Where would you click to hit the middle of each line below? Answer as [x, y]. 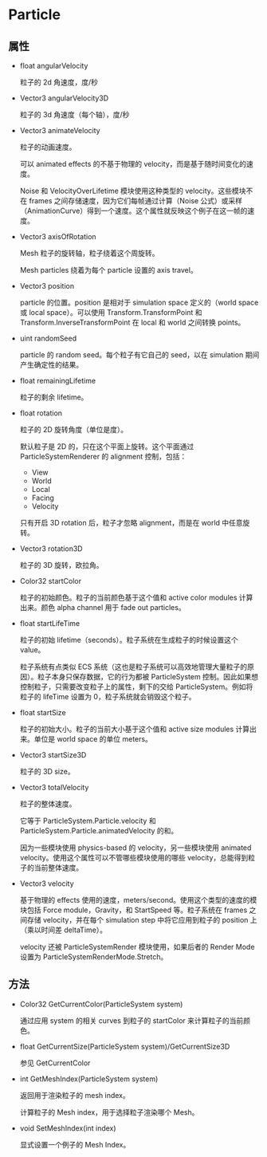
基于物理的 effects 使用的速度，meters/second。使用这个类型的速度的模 [138, 900]
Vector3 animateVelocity [60, 130]
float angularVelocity [54, 66]
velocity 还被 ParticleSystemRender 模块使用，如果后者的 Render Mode [137, 947]
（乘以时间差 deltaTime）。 [63, 930]
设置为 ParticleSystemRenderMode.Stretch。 [94, 957]
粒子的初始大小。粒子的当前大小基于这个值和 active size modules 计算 [135, 729]
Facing [43, 498]
